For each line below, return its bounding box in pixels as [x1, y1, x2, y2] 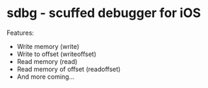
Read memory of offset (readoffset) [16, 65, 121, 73]
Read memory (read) [16, 57, 78, 65]
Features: [6, 28, 35, 37]
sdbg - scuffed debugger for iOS [6, 5, 201, 21]
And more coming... [16, 72, 75, 81]
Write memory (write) [16, 42, 79, 50]
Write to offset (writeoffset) [16, 50, 97, 58]
